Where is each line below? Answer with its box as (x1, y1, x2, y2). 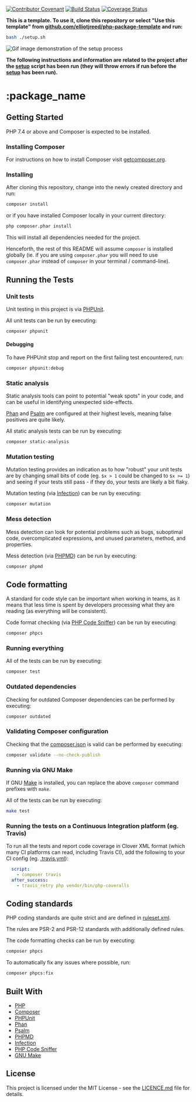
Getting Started (6, 112, 64, 122)
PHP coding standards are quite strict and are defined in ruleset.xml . (6, 914, 171, 922)
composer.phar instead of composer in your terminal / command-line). (6, 258, 170, 265)
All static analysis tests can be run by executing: (6, 427, 122, 434)
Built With (6, 987, 43, 997)
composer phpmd (6, 563, 43, 569)
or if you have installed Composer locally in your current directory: (6, 212, 166, 219)
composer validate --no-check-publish (6, 752, 101, 758)
